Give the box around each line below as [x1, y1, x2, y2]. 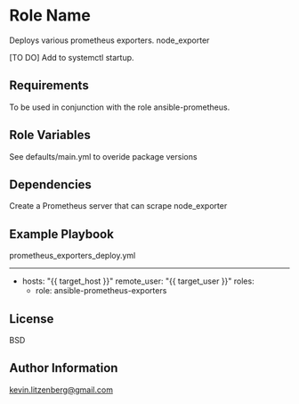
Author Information [9, 360, 118, 375]
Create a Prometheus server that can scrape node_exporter [9, 201, 228, 211]
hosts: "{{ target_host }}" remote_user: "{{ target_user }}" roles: [21, 276, 255, 286]
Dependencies [9, 177, 92, 192]
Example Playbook [9, 227, 114, 242]
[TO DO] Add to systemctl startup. [9, 52, 135, 62]
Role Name [9, 5, 91, 26]
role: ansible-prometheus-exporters [35, 285, 167, 296]
